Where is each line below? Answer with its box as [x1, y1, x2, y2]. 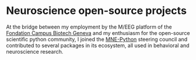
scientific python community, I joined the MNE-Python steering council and [6, 36, 188, 43]
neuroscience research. [6, 48, 63, 55]
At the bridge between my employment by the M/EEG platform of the [6, 23, 172, 30]
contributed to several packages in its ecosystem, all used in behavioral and [6, 42, 190, 49]
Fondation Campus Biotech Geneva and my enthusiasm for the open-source [6, 29, 190, 36]
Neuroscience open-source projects [6, 4, 187, 17]
